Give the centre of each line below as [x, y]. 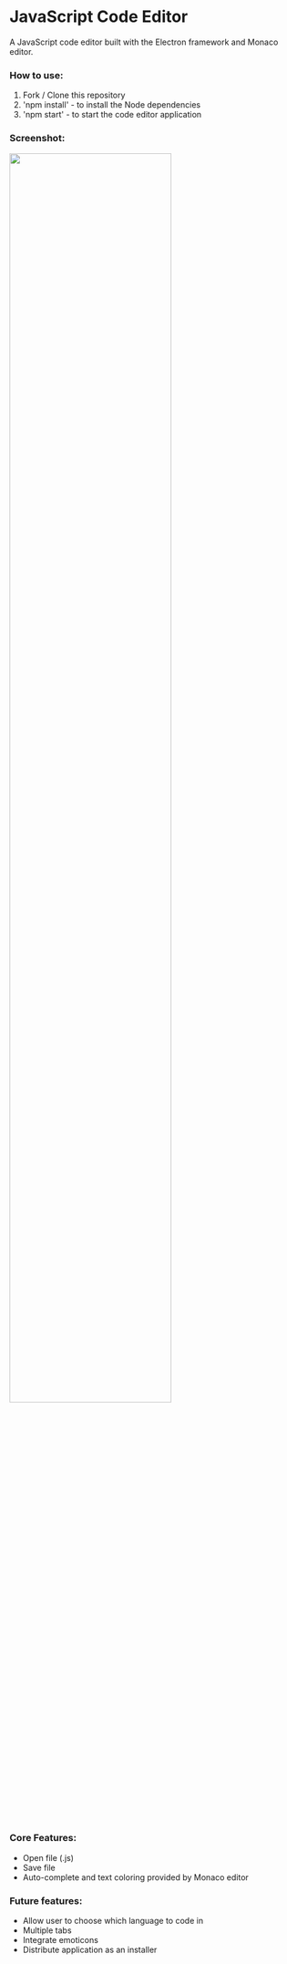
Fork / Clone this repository [74, 95]
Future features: [46, 1900]
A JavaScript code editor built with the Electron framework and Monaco [144, 42]
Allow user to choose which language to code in [113, 1921]
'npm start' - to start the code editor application [112, 115]
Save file [39, 1867]
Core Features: [43, 1838]
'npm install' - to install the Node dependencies [112, 105]
